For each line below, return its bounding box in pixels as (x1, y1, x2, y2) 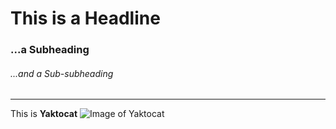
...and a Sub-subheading (10, 67, 114, 79)
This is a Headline (10, 7, 161, 30)
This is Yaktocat (10, 108, 78, 120)
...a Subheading (10, 43, 90, 57)
